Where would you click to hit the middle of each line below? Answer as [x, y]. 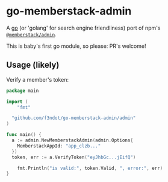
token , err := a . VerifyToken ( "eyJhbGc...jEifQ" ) [74, 157]
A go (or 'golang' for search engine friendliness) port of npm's [83, 28]
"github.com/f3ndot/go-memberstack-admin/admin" [74, 118]
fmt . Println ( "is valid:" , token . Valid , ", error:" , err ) [90, 168]
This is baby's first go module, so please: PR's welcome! [76, 46]
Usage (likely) [33, 65]
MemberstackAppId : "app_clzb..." [59, 146]
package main [23, 91]
